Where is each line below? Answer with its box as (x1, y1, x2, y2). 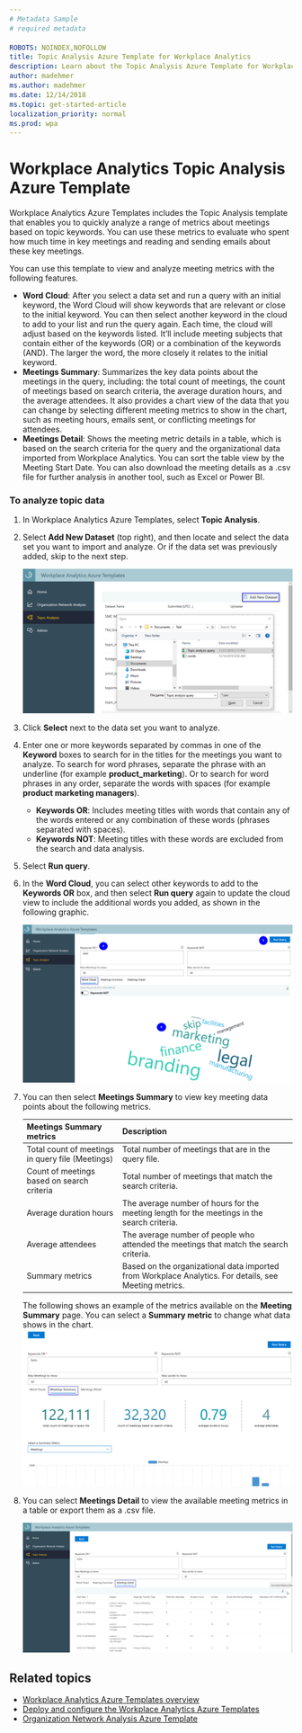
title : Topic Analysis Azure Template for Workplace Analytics (9, 52, 252, 62)
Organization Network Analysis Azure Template (22, 1713, 198, 1724)
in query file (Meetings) (26, 1154, 114, 1165)
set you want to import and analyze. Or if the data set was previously (22, 541, 278, 552)
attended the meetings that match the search (122, 1238, 289, 1249)
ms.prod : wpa (9, 119, 58, 128)
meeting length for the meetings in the (122, 1207, 263, 1218)
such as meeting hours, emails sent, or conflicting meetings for (22, 415, 256, 425)
